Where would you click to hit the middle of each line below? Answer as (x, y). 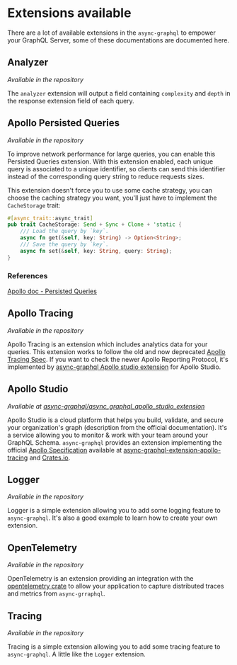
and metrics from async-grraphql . (56, 593)
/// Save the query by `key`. (65, 245)
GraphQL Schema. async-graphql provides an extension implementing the (115, 442)
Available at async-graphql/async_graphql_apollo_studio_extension (106, 406)
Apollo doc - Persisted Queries (52, 291)
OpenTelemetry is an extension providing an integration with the (100, 579)
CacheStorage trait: (34, 205)
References (28, 275)
